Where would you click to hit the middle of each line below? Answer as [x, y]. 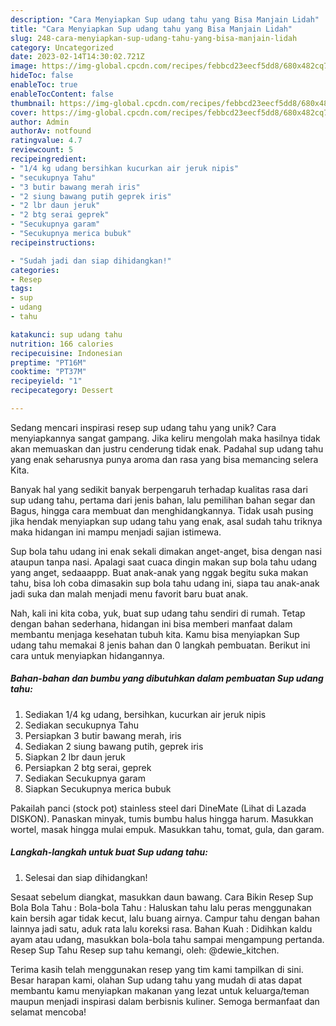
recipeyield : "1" [46, 381]
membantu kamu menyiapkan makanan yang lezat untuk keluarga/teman [160, 990]
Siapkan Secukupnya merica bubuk [98, 788]
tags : [21, 289]
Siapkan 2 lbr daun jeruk [75, 757]
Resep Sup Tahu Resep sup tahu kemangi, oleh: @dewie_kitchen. [145, 950]
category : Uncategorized [62, 47]
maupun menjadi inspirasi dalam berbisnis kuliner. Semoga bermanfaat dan [165, 1001]
